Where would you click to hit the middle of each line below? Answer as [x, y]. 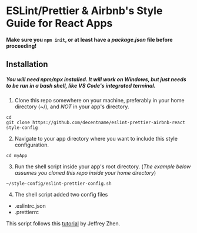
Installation [27, 64]
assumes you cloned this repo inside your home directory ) [85, 173]
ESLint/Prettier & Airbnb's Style [84, 11]
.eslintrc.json [30, 206]
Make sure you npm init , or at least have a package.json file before [89, 39]
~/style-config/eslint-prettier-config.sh [59, 184]
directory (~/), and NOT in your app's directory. [72, 106]
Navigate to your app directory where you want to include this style [96, 139]
